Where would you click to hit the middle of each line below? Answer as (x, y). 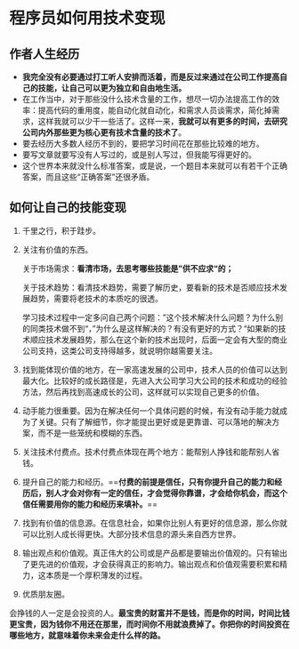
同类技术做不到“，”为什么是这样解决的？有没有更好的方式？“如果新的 (154, 328)
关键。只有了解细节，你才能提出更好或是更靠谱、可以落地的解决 (155, 421)
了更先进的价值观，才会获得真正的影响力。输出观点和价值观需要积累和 (151, 564)
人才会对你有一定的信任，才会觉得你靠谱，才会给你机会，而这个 (170, 493)
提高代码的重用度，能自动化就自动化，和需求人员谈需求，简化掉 (155, 110)
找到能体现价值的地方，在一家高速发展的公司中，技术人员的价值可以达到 (154, 369)
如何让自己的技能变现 (68, 208)
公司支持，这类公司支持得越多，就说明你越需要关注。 (120, 350)
